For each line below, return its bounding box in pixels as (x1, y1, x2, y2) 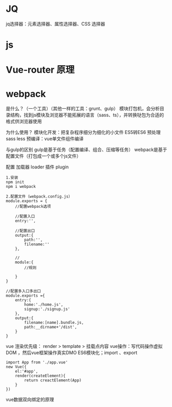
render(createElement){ (15, 373, 66, 379)
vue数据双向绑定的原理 (6, 396, 54, 403)
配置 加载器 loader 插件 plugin (6, 164, 69, 170)
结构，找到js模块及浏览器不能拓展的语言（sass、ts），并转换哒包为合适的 (10, 112, 164, 118)
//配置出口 (15, 228, 35, 234)
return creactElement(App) (24, 378, 82, 383)
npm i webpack (6, 184, 36, 189)
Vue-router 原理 (6, 64, 75, 76)
